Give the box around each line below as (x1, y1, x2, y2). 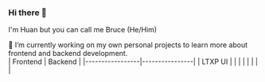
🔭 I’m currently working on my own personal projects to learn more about (8, 40, 248, 50)
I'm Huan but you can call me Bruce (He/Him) (8, 25, 158, 35)
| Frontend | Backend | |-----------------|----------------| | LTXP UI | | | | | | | (8, 57, 259, 66)
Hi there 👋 (8, 7, 48, 18)
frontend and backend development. (8, 49, 128, 58)
